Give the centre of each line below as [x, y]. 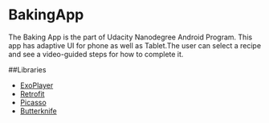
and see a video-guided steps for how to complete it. [96, 54]
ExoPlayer [37, 85]
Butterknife [39, 111]
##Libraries [27, 69]
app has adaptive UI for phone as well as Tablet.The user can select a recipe [135, 45]
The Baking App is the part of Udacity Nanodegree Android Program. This [130, 37]
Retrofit [32, 93]
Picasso [33, 102]
